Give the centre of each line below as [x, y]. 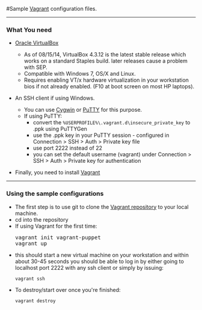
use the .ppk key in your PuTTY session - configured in [101, 135]
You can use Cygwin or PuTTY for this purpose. [83, 110]
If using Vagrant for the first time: [56, 226]
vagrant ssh [30, 279]
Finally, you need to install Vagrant [57, 172]
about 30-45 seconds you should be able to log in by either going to [99, 261]
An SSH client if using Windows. [55, 98]
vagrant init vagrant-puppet [58, 237]
